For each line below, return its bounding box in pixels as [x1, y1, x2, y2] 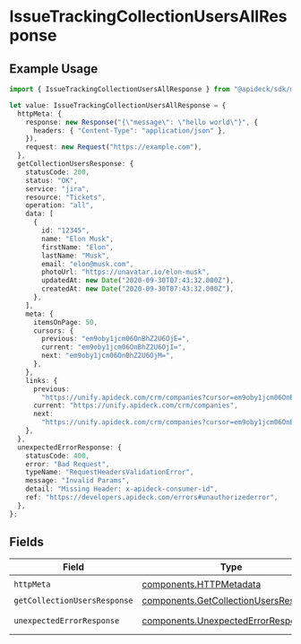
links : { [25, 376, 58, 385]
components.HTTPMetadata [142, 578, 262, 590]
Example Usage [9, 61, 99, 76]
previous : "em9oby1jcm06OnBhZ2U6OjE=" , [41, 335, 191, 344]
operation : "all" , [25, 201, 94, 210]
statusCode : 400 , [25, 451, 90, 460]
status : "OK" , [25, 176, 78, 185]
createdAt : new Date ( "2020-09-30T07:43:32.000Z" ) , [41, 284, 235, 293]
